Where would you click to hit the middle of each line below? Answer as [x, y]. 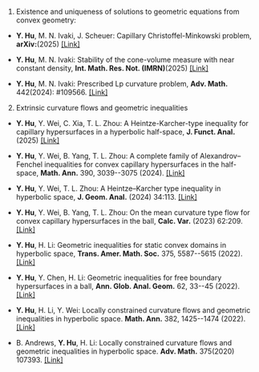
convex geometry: [46, 20]
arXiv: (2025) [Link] [48, 44]
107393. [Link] [39, 360]
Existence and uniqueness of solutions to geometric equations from [127, 12]
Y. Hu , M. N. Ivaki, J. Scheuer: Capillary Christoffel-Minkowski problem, [134, 36]
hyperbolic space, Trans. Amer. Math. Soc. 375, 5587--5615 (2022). [129, 253]
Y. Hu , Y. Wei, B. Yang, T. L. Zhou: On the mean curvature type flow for [133, 212]
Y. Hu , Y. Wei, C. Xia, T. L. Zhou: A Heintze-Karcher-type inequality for [132, 123]
